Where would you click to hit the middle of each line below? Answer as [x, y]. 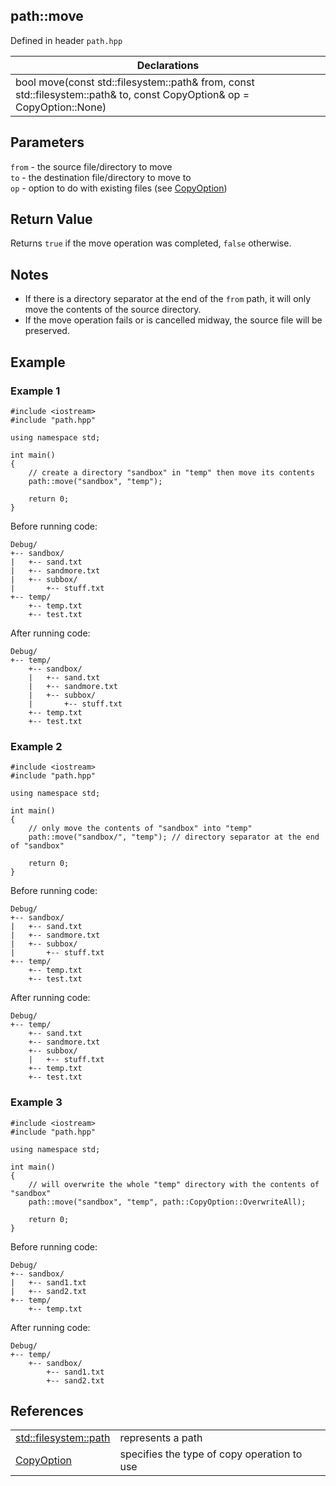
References [47, 1410]
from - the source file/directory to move [91, 166]
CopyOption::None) [61, 107]
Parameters [47, 142]
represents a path [161, 1438]
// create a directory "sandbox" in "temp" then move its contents [171, 472]
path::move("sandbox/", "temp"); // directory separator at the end [174, 837]
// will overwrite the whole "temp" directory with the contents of [174, 1184]
